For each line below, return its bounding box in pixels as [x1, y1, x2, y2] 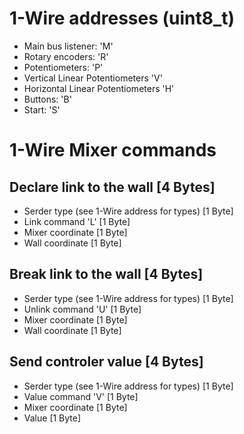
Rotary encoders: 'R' [23, 50, 109, 62]
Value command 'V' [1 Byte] [23, 390, 139, 402]
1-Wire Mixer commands [9, 139, 217, 162]
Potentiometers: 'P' [23, 61, 104, 73]
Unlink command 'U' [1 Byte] [23, 303, 142, 315]
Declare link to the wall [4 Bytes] [9, 178, 216, 196]
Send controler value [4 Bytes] [9, 353, 204, 371]
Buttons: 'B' [23, 93, 72, 105]
